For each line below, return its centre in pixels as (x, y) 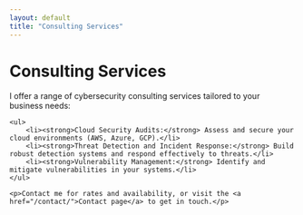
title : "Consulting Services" (67, 26)
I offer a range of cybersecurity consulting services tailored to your (135, 96)
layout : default (40, 18)
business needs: (40, 106)
